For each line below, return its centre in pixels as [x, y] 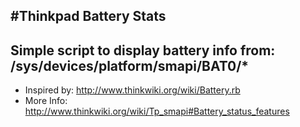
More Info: [46, 101]
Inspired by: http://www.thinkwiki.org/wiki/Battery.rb [132, 90]
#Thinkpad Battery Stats [88, 16]
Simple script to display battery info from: [143, 50]
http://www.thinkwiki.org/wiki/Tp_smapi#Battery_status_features [157, 111]
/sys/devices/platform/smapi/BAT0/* [130, 65]
